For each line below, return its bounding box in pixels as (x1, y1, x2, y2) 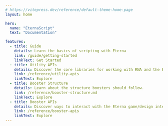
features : (5, 39, 26, 44)
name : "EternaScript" (9, 25, 55, 30)
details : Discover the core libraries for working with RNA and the (14, 67, 160, 72)
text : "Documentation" (9, 30, 57, 35)
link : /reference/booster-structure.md (14, 90, 97, 95)
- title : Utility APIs (9, 62, 57, 67)
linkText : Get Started (14, 58, 61, 63)
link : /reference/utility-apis (14, 72, 79, 77)
